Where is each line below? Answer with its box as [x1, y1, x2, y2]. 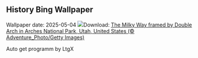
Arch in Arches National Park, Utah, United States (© [6, 27, 135, 34]
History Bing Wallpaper [6, 5, 93, 15]
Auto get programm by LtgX [6, 45, 74, 52]
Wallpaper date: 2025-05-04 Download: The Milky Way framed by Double [6, 21, 192, 28]
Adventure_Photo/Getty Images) [6, 34, 85, 41]
